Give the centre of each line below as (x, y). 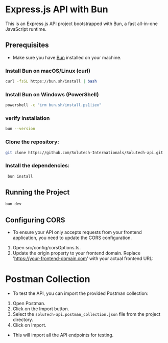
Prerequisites (27, 45)
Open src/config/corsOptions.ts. (47, 248)
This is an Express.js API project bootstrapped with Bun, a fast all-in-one (82, 24)
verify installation (28, 118)
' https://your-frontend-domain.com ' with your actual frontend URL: (83, 259)
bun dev (14, 204)
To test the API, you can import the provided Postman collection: (80, 293)
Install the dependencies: (38, 166)
